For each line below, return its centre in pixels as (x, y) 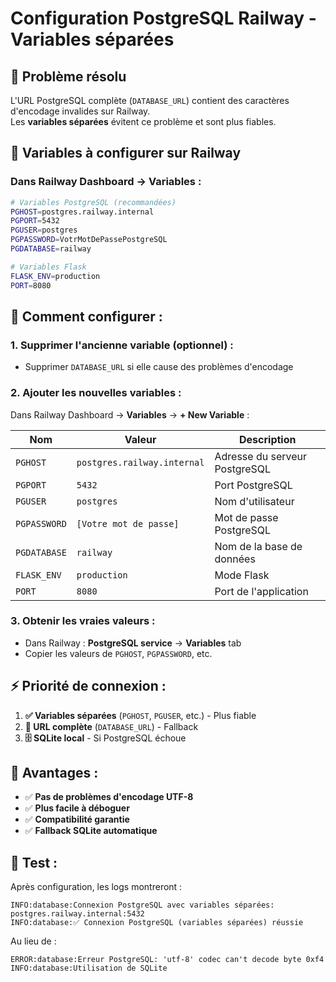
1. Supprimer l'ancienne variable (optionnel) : (122, 345)
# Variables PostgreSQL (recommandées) (93, 202)
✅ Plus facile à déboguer (77, 808)
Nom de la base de (258, 546)
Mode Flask (242, 575)
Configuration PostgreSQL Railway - (163, 18)
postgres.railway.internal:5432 (77, 914)
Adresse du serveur (260, 456)
